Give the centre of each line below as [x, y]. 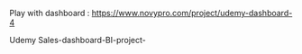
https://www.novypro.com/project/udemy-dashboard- [192, 13]
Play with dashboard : [50, 13]
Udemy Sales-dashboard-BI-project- [78, 40]
